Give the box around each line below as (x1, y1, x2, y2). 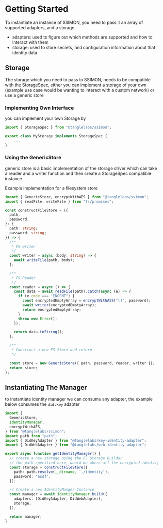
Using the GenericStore (5, 154, 62, 161)
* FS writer (11, 244, 36, 249)
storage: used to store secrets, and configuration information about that (12, 44, 156, 50)
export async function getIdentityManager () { (5, 452, 101, 456)
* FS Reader (11, 275, 36, 281)
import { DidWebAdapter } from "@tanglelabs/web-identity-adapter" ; (5, 442, 147, 448)
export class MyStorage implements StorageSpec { (5, 133, 108, 138)
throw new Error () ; (17, 316, 57, 321)
